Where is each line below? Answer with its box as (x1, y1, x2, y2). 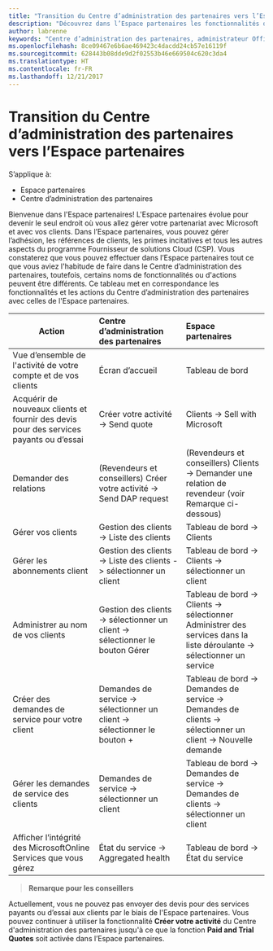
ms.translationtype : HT (8, 58, 89, 66)
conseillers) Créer (98, 472, 168, 484)
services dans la (185, 629, 249, 640)
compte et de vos (12, 370, 80, 381)
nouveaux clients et (12, 403, 88, 414)
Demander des (12, 472, 69, 484)
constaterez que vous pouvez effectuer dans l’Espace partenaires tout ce (8, 252, 254, 262)
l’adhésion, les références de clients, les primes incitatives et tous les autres (8, 235, 263, 245)
